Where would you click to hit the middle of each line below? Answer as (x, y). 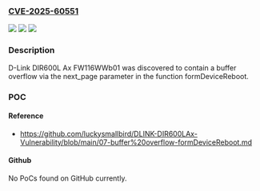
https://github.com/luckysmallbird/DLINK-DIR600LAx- (109, 133)
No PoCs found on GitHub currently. (68, 178)
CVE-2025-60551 (44, 11)
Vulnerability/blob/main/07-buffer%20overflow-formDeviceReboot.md (136, 142)
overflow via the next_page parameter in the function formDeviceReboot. (129, 76)
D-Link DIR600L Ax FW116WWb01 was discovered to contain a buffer (122, 68)
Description (32, 50)
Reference (26, 116)
